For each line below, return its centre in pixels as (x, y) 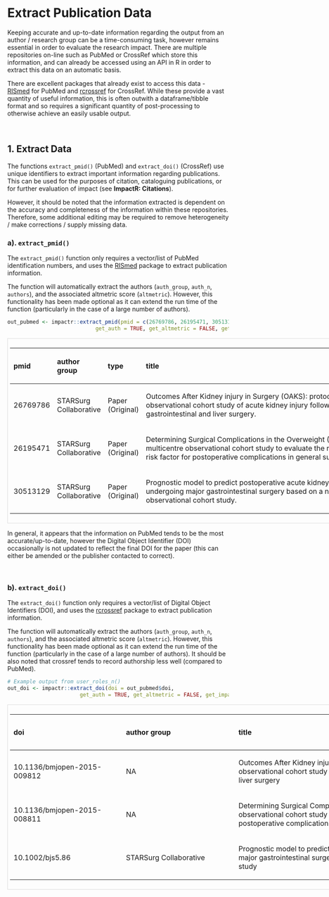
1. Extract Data (40, 149)
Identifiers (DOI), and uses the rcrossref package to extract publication (110, 611)
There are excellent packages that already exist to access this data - (107, 83)
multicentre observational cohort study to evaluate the (236, 448)
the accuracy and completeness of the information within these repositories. (118, 210)
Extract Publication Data (80, 13)
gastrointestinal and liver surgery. (201, 414)
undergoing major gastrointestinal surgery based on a (234, 491)
